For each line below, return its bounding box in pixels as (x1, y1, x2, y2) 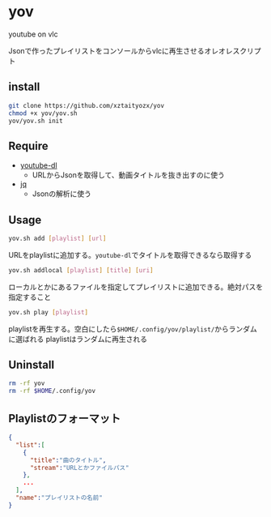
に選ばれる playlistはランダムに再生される (8, 334, 148, 344)
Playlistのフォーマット (8, 412, 121, 425)
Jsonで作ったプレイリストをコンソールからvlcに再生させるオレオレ (8, 45, 233, 55)
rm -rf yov (8, 379, 45, 387)
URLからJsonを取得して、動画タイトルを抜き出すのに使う (32, 170, 225, 180)
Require (8, 139, 49, 152)
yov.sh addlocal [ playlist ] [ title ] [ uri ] (8, 266, 154, 274)
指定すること (8, 292, 51, 301)
